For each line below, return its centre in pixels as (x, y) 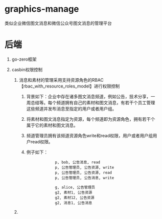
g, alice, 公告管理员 (75, 187)
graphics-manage (42, 9)
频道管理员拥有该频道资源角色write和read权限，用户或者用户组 (90, 135)
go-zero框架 (24, 59)
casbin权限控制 (27, 69)
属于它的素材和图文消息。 (52, 125)
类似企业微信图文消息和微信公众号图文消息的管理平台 (58, 23)
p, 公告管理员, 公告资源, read (83, 173)
